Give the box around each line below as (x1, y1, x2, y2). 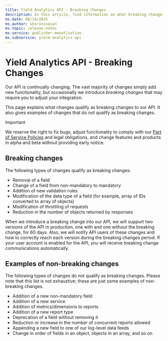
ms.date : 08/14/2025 (5, 16, 48, 21)
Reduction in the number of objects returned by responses (12, 208, 133, 215)
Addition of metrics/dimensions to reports (12, 303, 99, 310)
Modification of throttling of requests (12, 203, 88, 209)
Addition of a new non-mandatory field (12, 293, 92, 299)
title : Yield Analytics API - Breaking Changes (5, 7, 106, 12)
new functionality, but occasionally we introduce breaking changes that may (5, 89, 162, 95)
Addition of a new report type (12, 309, 73, 315)
